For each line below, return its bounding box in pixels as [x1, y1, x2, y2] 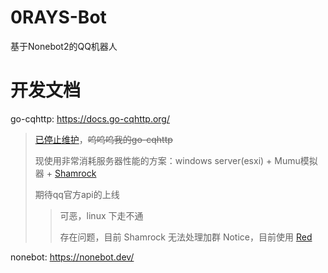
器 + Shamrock [34, 167, 97, 179]
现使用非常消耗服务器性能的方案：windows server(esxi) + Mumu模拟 [34, 154, 318, 166]
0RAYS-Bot [10, 6, 107, 29]
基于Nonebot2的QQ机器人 [10, 40, 118, 52]
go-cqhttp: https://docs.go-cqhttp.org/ [10, 112, 170, 125]
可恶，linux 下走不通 [59, 209, 144, 221]
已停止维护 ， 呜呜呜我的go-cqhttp [34, 133, 173, 145]
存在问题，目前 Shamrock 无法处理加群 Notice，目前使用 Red [59, 231, 313, 243]
